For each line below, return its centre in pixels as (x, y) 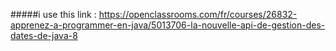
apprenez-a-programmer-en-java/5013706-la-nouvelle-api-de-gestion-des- (168, 25)
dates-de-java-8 (44, 35)
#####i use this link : (53, 14)
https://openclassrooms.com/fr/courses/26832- (198, 14)
